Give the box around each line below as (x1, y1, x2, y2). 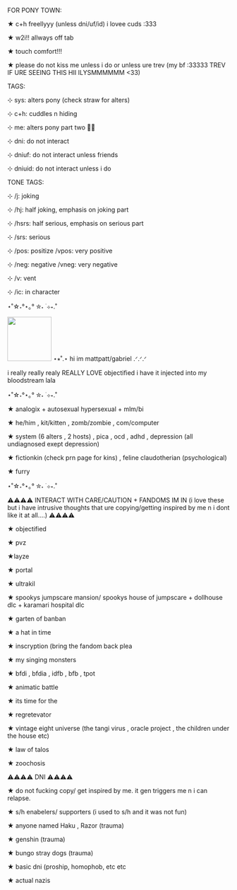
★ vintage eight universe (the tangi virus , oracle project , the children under (7, 724, 230, 732)
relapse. (7, 794, 31, 802)
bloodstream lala (7, 376, 56, 384)
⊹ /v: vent (7, 274, 37, 282)
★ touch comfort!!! (7, 47, 62, 55)
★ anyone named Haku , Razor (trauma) (7, 821, 125, 830)
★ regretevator (7, 710, 51, 719)
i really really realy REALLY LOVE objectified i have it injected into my (7, 369, 207, 377)
